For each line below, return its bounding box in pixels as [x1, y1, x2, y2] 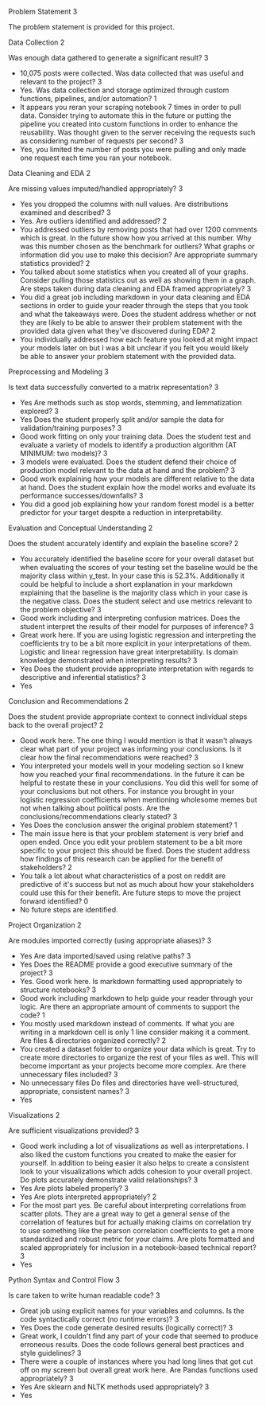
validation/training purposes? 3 [19, 424, 121, 432]
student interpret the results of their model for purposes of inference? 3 [19, 622, 254, 631]
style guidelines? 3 [19, 1349, 82, 1357]
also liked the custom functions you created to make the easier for [19, 1150, 237, 1159]
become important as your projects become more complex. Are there [19, 1061, 247, 1070]
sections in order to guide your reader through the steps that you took [19, 301, 249, 310]
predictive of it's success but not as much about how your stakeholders [19, 880, 255, 889]
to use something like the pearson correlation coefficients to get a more [19, 1226, 254, 1235]
